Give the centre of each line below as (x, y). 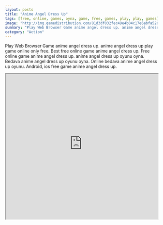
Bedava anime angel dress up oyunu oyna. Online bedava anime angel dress (81, 61)
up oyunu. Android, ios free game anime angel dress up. (61, 66)
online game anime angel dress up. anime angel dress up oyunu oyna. (75, 56)
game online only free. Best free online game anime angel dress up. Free (77, 51)
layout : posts (19, 9)
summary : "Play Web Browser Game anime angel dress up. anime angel (75, 28)
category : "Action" (25, 32)
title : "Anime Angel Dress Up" (37, 14)
